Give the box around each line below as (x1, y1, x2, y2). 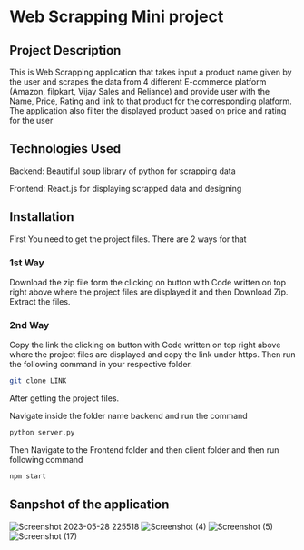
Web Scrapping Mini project (9, 6, 224, 27)
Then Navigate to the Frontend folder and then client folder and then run (9, 444, 279, 455)
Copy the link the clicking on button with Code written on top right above (9, 339, 281, 351)
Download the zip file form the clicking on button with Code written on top (9, 276, 287, 287)
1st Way (9, 256, 45, 269)
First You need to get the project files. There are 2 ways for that (9, 234, 247, 245)
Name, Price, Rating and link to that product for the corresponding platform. (9, 95, 292, 106)
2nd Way (9, 318, 50, 331)
